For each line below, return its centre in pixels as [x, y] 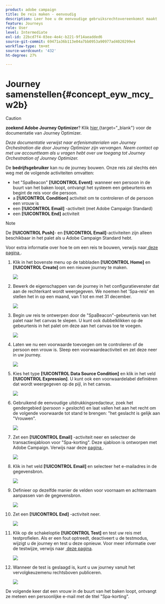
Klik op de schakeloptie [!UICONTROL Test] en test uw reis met [77, 533]
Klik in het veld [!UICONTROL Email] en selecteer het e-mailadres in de [85, 467]
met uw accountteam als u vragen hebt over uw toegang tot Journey [75, 153]
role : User [17, 28]
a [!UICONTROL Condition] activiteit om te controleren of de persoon [83, 198]
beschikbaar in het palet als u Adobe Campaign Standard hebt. [69, 238]
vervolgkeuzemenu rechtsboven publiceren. [57, 573]
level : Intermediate [27, 32]
